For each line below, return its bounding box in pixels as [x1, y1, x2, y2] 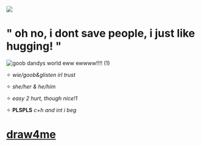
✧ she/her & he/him [6, 82, 56, 90]
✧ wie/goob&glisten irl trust [6, 71, 76, 78]
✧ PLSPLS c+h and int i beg [6, 106, 77, 113]
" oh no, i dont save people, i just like [6, 27, 196, 41]
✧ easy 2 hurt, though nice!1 [6, 95, 78, 102]
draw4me [6, 128, 56, 142]
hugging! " [6, 39, 62, 53]
